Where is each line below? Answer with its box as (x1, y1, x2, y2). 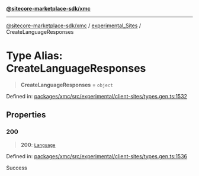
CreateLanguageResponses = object (20, 81, 114, 88)
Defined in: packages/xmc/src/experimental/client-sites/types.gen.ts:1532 (6, 92, 188, 100)
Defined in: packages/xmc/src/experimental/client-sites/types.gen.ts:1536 (6, 152, 188, 159)
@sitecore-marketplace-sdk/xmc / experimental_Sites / (6, 22, 141, 29)
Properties (6, 110, 46, 120)
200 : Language (20, 141, 56, 148)
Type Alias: (6, 49, 63, 63)
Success (6, 164, 28, 171)
